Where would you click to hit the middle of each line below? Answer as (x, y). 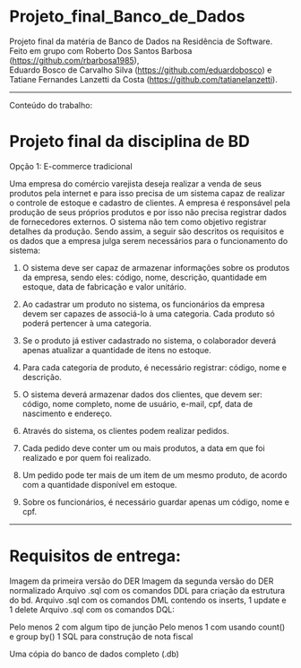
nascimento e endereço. (67, 413)
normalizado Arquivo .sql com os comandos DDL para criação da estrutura (147, 590)
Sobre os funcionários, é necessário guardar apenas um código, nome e (155, 502)
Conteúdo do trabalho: (51, 105)
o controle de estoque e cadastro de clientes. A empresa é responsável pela (150, 203)
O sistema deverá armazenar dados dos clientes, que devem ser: (142, 394)
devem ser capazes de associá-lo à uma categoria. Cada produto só (148, 313)
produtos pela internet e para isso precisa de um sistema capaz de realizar (147, 193)
